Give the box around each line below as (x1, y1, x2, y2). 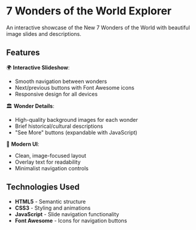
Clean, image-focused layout (14, 152, 87, 159)
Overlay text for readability (14, 158, 81, 165)
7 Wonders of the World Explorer (6, 4, 172, 18)
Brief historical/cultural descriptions (14, 122, 103, 130)
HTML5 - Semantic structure (14, 198, 86, 205)
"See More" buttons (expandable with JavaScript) (14, 128, 137, 136)
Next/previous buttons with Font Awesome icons (14, 84, 134, 91)
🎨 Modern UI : (6, 140, 39, 148)
